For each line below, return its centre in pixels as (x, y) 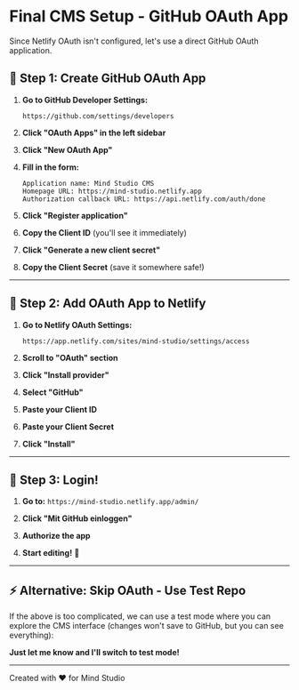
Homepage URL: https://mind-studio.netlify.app (112, 191)
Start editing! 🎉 (51, 553)
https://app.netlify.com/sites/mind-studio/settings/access (136, 341)
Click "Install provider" (65, 374)
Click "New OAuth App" (67, 149)
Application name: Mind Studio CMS (88, 183)
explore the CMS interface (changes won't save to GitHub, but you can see (147, 626)
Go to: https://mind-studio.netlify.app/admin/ (110, 501)
